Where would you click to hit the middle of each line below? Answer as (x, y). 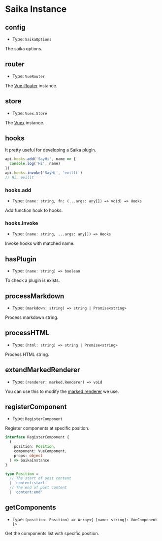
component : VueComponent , (41, 451)
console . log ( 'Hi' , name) (35, 164)
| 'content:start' (29, 483)
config (15, 27)
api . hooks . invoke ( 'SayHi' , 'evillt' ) (44, 173)
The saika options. (24, 49)
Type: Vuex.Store (30, 113)
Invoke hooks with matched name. (40, 243)
